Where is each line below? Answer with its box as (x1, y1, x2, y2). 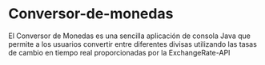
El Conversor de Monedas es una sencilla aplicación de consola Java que (8, 31, 251, 40)
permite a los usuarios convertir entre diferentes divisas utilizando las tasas (8, 39, 258, 48)
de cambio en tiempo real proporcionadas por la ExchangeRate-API (8, 48, 231, 57)
